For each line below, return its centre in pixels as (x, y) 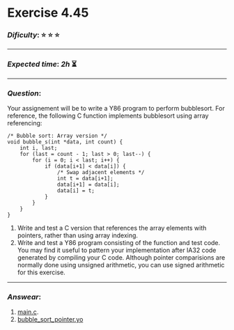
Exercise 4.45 (48, 13)
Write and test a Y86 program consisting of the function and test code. (119, 243)
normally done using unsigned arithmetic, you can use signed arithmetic (121, 265)
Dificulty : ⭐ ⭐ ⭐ (33, 35)
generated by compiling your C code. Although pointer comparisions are (121, 258)
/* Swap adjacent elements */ (101, 173)
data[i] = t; (76, 191)
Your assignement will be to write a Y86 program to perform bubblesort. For (116, 109)
